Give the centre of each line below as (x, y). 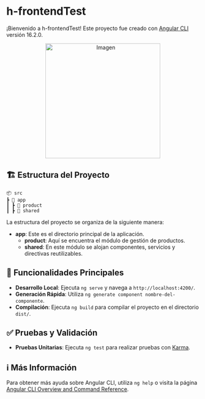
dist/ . (23, 313)
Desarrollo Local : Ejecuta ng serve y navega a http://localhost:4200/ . (105, 287)
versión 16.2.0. (25, 34)
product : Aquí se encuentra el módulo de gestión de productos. (105, 240)
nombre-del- (160, 294)
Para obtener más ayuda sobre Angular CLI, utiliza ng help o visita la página (102, 383)
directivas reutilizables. (54, 253)
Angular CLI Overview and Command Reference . (68, 389)
